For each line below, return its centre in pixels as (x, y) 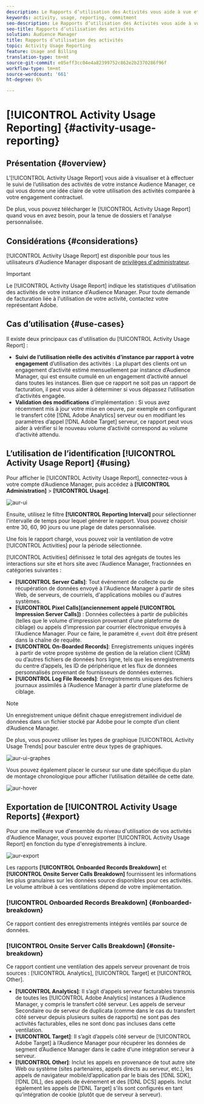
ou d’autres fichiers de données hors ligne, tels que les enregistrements (105, 659)
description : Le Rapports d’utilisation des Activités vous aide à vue (99, 12)
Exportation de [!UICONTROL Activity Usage (92, 807)
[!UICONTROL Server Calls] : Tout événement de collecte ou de (94, 581)
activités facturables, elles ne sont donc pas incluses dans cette (95, 1023)
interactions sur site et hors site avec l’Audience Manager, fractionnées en (99, 563)
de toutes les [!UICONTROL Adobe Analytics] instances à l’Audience (100, 998)
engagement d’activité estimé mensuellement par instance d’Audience (103, 370)
